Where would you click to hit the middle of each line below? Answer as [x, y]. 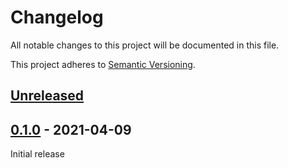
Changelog [57, 17]
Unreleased [47, 96]
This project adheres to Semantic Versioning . [103, 64]
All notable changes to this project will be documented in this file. [145, 45]
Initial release [37, 154]
